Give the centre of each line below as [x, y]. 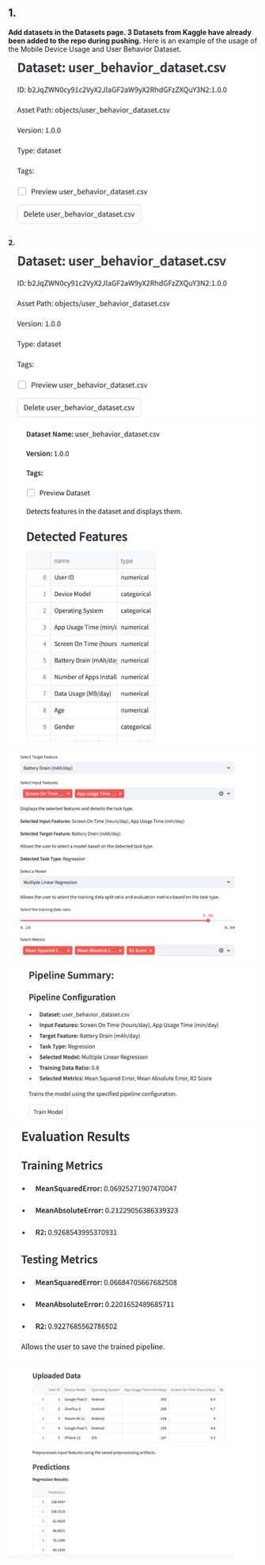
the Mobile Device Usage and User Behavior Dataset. [95, 49]
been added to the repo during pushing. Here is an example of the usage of [133, 40]
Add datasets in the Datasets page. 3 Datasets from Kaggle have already [130, 32]
